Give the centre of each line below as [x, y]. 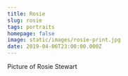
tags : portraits [31, 27]
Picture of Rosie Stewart [42, 66]
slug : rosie [25, 20]
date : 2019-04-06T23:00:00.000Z [55, 46]
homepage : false [31, 33]
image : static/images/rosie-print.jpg [64, 40]
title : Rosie [26, 14]
